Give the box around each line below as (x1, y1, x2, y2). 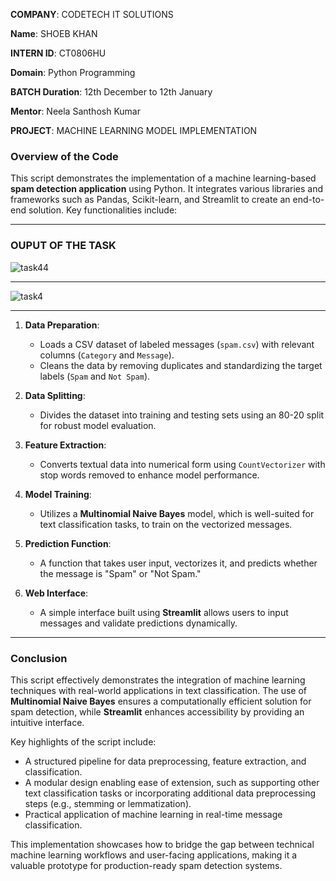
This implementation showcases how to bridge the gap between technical (10, 838, 315, 850)
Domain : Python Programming (10, 67, 136, 78)
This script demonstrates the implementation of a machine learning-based (10, 172, 317, 184)
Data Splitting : (24, 389, 86, 401)
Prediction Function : (24, 537, 112, 549)
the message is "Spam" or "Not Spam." (39, 567, 202, 579)
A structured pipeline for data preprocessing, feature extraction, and (24, 755, 307, 767)
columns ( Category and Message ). (39, 349, 175, 361)
